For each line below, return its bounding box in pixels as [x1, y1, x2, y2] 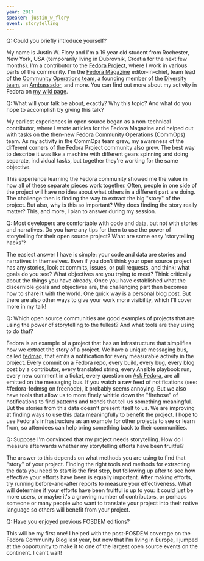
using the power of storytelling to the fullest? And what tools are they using [6, 321, 195, 329]
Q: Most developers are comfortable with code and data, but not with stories [6, 219, 198, 227]
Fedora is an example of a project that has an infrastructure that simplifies [6, 340, 192, 347]
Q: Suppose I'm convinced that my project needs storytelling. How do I [6, 436, 184, 443]
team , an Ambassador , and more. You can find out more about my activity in [6, 81, 197, 89]
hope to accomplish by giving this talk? [6, 106, 105, 114]
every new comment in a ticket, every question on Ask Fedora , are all [6, 372, 180, 380]
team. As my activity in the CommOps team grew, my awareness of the [6, 137, 185, 145]
